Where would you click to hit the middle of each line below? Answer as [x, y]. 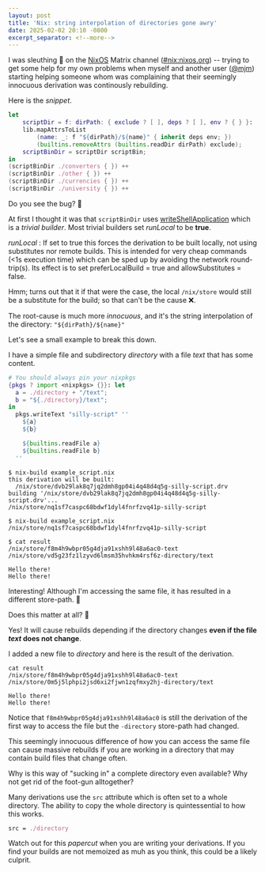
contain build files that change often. [68, 758]
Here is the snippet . [40, 100]
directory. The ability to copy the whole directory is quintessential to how [127, 805]
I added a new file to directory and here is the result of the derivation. [121, 654]
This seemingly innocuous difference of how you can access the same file [129, 741]
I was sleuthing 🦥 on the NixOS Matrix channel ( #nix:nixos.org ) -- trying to [129, 60]
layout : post [30, 15]
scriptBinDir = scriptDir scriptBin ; [85, 152]
